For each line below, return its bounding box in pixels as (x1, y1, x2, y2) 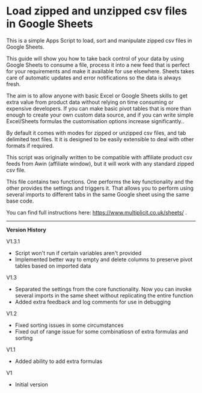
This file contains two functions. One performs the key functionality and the (6, 178, 194, 185)
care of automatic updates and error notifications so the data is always (6, 74, 182, 81)
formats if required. (6, 142, 54, 149)
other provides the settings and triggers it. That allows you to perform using (6, 184, 194, 192)
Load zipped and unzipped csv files (6, 4, 188, 18)
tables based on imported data (14, 262, 91, 269)
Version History (6, 226, 46, 233)
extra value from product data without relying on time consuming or (6, 98, 174, 106)
